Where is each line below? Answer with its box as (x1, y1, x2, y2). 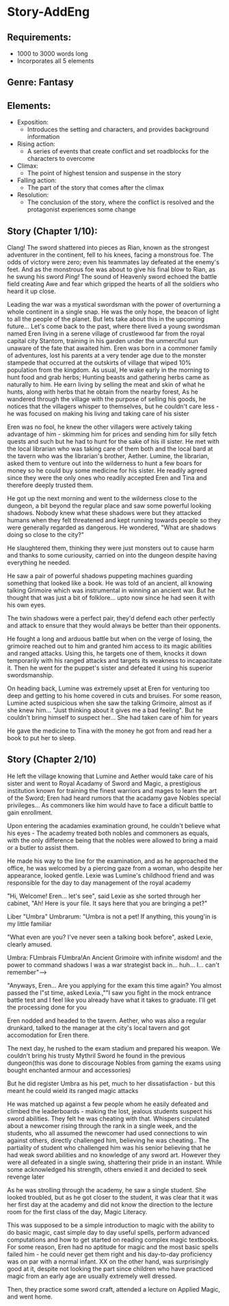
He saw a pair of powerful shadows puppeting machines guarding (7, 572, 193, 580)
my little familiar (7, 919, 52, 928)
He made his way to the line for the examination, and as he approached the (7, 857, 219, 865)
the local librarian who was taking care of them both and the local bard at (7, 444, 213, 453)
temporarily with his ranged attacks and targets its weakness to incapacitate (7, 657, 222, 665)
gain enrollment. (7, 808, 53, 816)
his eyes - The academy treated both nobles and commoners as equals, (7, 829, 210, 837)
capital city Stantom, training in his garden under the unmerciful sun (7, 337, 198, 345)
